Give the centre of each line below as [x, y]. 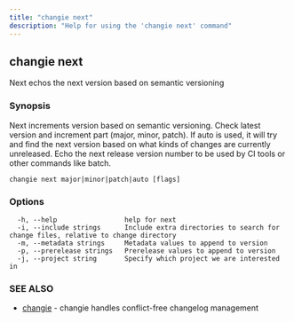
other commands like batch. [60, 163]
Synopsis [30, 106]
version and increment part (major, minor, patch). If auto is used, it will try [143, 135]
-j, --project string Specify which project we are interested [148, 258]
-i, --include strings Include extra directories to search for [148, 227]
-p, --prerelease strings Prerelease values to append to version [147, 251]
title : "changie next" [51, 17]
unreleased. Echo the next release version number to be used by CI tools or [147, 153]
